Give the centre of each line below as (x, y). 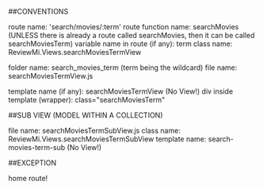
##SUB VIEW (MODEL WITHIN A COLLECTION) (86, 115)
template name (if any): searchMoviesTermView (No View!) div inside (121, 91)
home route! (28, 178)
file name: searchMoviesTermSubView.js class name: (94, 131)
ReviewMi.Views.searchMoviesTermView (75, 52)
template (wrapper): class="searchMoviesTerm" (87, 100)
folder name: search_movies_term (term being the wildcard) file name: (123, 67)
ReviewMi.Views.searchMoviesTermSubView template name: (107, 139)
